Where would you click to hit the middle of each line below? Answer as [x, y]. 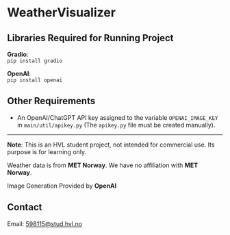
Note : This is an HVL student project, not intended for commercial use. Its [111, 145]
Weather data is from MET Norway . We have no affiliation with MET [103, 165]
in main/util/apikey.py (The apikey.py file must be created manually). [116, 125]
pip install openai [35, 80]
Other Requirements [51, 101]
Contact [25, 207]
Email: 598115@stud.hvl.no [45, 223]
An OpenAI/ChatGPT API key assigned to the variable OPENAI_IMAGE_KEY [117, 117]
